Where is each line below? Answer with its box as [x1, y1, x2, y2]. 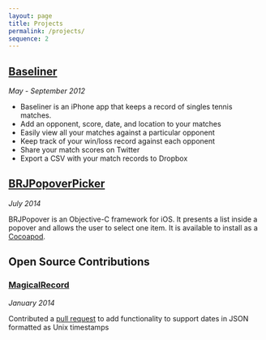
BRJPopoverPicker [8, 177, 105, 191]
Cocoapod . [8, 231, 46, 241]
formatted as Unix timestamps [8, 322, 109, 332]
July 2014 [8, 198, 41, 208]
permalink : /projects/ [8, 27, 85, 35]
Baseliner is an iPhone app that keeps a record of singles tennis [19, 102, 233, 112]
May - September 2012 [8, 86, 86, 96]
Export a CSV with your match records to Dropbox [19, 153, 188, 163]
